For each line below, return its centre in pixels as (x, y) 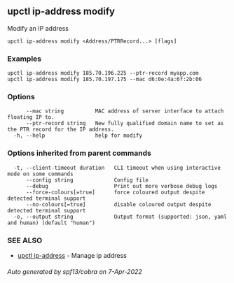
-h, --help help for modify (78, 136)
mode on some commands (40, 174)
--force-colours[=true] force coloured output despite (115, 192)
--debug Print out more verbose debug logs (122, 186)
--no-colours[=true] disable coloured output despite (118, 204)
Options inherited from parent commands (80, 153)
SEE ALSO (25, 240)
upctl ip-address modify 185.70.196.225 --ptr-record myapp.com (103, 73)
